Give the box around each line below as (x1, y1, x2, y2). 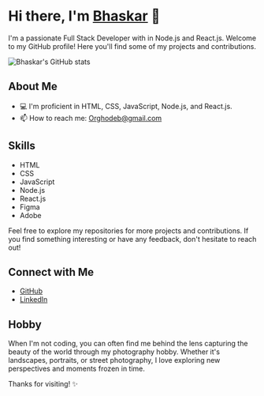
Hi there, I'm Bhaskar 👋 (8, 7, 161, 25)
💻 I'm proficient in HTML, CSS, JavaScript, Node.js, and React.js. (19, 101, 232, 111)
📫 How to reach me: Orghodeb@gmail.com (19, 113, 162, 123)
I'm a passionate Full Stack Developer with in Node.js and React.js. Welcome (8, 33, 257, 43)
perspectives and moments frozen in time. (8, 364, 146, 374)
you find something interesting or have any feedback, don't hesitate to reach (8, 234, 257, 243)
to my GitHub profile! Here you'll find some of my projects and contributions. (8, 41, 257, 51)
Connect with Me (8, 265, 95, 279)
